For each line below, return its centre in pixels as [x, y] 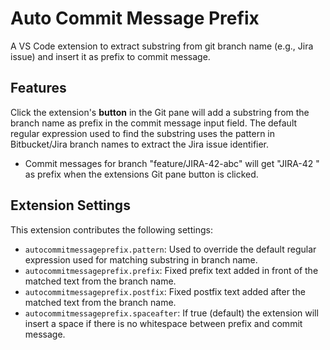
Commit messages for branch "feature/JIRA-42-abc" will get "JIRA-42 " [172, 163]
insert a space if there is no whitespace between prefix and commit [163, 323]
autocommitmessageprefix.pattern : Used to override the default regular [170, 249]
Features [38, 88]
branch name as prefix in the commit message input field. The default [154, 123]
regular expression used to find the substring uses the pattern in [143, 133]
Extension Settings [70, 205]
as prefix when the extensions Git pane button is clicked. [141, 174]
